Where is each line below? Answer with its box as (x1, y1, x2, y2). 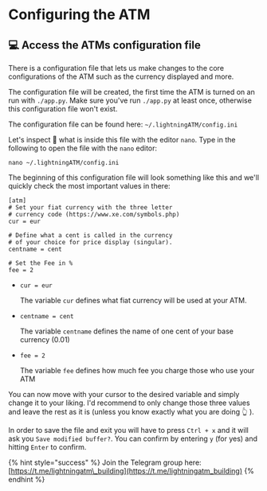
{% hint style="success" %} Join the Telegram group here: (8, 458, 202, 467)
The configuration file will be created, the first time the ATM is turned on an (8, 88, 255, 96)
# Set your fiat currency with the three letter (8, 204, 173, 212)
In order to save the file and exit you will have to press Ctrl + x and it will (8, 426, 249, 434)
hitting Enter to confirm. (8, 442, 87, 451)
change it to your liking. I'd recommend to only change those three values (8, 398, 250, 407)
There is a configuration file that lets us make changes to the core (8, 64, 225, 72)
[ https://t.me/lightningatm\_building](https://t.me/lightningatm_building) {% (8, 466, 255, 475)
